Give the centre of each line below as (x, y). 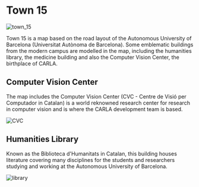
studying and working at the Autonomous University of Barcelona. (87, 166)
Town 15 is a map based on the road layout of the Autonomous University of (99, 38)
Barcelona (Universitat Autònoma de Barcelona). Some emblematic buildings (100, 45)
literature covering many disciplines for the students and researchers (91, 160)
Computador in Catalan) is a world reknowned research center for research (98, 103)
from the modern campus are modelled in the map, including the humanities (99, 50)
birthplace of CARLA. (32, 64)
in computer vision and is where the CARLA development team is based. (94, 109)
